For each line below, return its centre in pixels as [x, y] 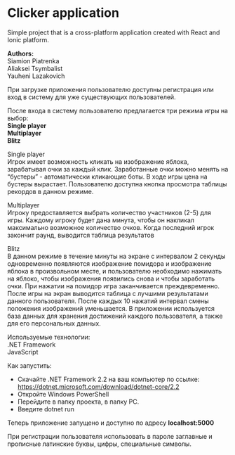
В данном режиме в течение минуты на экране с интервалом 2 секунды [116, 256]
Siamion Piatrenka [33, 60]
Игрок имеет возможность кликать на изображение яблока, [98, 161]
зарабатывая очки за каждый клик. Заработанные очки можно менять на [118, 169]
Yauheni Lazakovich [36, 76]
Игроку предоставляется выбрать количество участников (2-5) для [109, 212]
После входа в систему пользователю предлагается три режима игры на [117, 110]
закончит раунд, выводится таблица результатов [81, 235]
